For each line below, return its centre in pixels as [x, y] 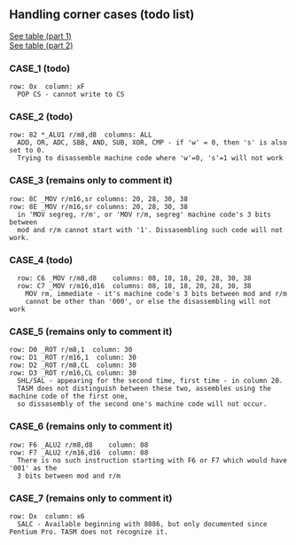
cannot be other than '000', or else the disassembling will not [148, 301]
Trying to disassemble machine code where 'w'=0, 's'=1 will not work [150, 159]
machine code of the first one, [69, 397]
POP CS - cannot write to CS [71, 95]
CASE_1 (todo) [40, 68]
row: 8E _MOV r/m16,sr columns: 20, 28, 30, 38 [99, 206]
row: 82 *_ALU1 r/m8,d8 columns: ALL [81, 135]
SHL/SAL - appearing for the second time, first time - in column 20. [150, 381]
